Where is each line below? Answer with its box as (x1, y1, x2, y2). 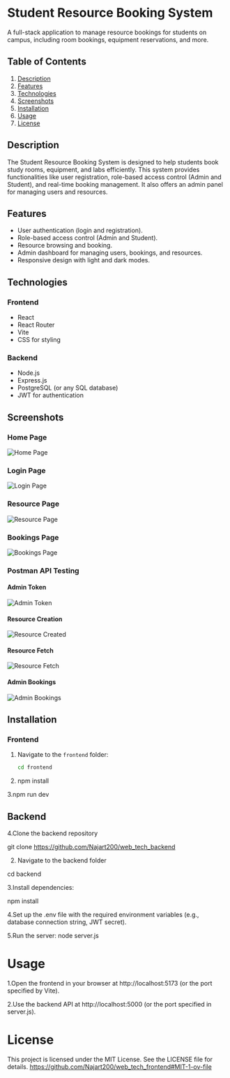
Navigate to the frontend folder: (17, 751, 109, 759)
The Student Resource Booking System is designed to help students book (7, 157, 219, 166)
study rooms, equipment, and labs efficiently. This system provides (7, 165, 200, 173)
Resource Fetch (7, 646, 54, 655)
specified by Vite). (7, 986, 60, 995)
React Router (17, 320, 55, 329)
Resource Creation (7, 614, 63, 623)
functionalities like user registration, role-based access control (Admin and (7, 173, 222, 181)
